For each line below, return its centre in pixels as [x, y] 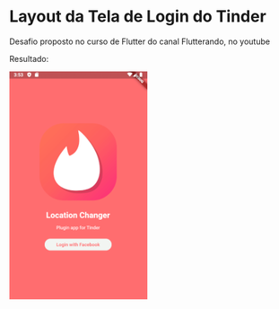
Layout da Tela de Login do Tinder [138, 17]
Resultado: [29, 58]
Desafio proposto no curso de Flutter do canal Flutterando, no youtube [140, 41]
